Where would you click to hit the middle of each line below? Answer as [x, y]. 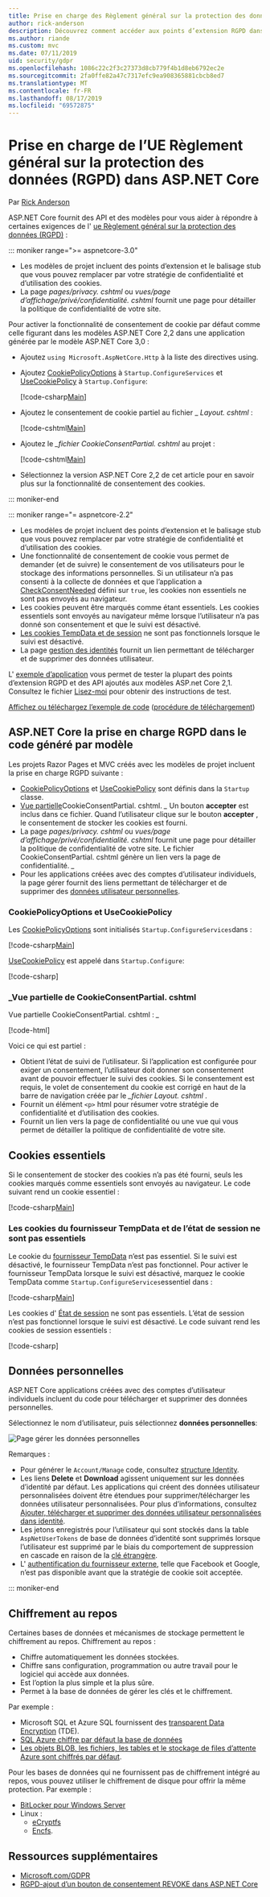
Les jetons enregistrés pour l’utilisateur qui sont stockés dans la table [134, 1530]
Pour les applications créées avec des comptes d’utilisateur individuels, [138, 874]
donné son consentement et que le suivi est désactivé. [110, 624]
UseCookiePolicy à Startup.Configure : [84, 381]
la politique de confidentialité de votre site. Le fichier [107, 848]
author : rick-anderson [46, 23]
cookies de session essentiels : [60, 1330]
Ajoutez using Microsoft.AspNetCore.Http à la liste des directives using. [139, 357]
